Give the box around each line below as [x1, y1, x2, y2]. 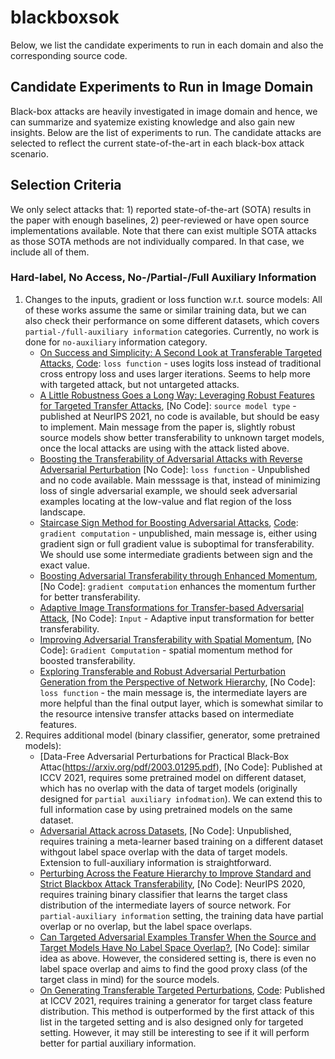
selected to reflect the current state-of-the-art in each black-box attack [10, 137, 305, 149]
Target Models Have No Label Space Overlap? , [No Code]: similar [39, 941, 310, 953]
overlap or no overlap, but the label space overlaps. [39, 920, 253, 932]
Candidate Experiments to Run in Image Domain [10, 79, 314, 96]
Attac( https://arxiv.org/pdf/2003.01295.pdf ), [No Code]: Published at [39, 761, 323, 773]
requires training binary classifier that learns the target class [39, 888, 288, 900]
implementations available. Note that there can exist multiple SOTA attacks [10, 224, 317, 236]
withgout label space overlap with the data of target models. [39, 846, 288, 858]
